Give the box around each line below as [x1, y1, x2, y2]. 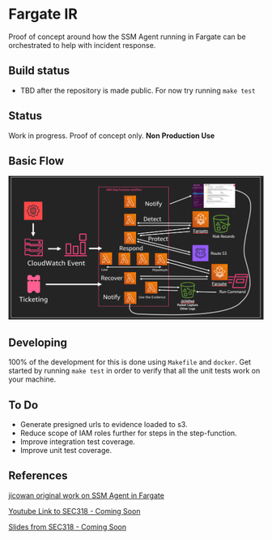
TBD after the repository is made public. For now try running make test [19, 85, 256, 95]
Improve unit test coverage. [19, 446, 113, 455]
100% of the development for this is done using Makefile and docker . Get [8, 357, 252, 367]
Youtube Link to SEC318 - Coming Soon [8, 506, 141, 516]
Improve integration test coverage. [19, 437, 136, 447]
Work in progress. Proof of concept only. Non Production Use [8, 131, 215, 140]
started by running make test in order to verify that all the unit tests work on [8, 366, 261, 376]
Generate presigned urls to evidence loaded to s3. [19, 420, 188, 429]
